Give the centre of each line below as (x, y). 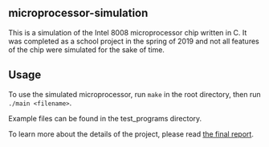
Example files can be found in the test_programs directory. (105, 118)
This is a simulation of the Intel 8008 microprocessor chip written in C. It (128, 32)
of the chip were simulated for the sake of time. (86, 49)
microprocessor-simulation (78, 13)
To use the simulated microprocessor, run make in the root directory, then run (134, 94)
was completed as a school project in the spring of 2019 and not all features (134, 41)
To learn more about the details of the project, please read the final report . (131, 134)
